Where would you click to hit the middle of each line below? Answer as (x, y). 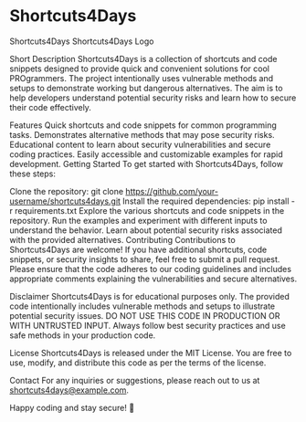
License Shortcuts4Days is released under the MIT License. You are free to (151, 353)
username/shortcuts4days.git (65, 201)
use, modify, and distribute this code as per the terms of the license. (138, 363)
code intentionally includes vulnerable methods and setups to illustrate (142, 306)
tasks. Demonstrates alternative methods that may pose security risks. (142, 134)
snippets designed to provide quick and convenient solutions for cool (139, 69)
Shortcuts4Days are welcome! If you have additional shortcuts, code (138, 249)
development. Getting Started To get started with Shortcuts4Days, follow (146, 164)
